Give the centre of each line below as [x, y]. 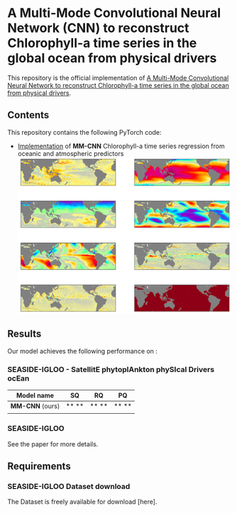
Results [24, 334]
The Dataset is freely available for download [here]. [82, 502]
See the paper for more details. [53, 444]
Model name [35, 395]
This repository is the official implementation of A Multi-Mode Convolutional [118, 78]
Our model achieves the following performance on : [83, 351]
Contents [28, 115]
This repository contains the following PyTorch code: [84, 132]
